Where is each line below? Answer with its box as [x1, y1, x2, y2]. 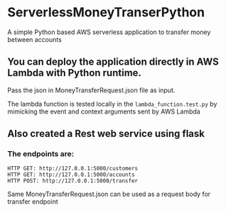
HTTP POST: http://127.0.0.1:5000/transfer [7, 177, 139, 185]
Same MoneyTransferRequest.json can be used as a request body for [7, 190, 211, 199]
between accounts [7, 35, 62, 43]
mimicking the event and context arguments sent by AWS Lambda [7, 107, 200, 116]
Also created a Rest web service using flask [7, 128, 205, 140]
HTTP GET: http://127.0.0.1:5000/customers [7, 165, 139, 173]
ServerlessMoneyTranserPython [7, 4, 205, 21]
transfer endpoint [7, 197, 58, 206]
